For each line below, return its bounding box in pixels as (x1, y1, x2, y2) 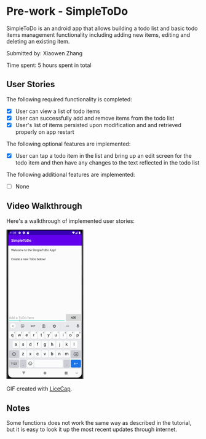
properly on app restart (15, 128, 75, 136)
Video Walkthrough (6, 201, 82, 211)
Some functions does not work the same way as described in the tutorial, (6, 419, 192, 427)
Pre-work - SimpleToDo (6, 4, 128, 18)
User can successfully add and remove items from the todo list (15, 114, 175, 122)
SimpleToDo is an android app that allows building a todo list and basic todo (6, 25, 198, 32)
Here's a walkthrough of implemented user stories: (6, 217, 135, 225)
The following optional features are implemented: (6, 140, 131, 147)
